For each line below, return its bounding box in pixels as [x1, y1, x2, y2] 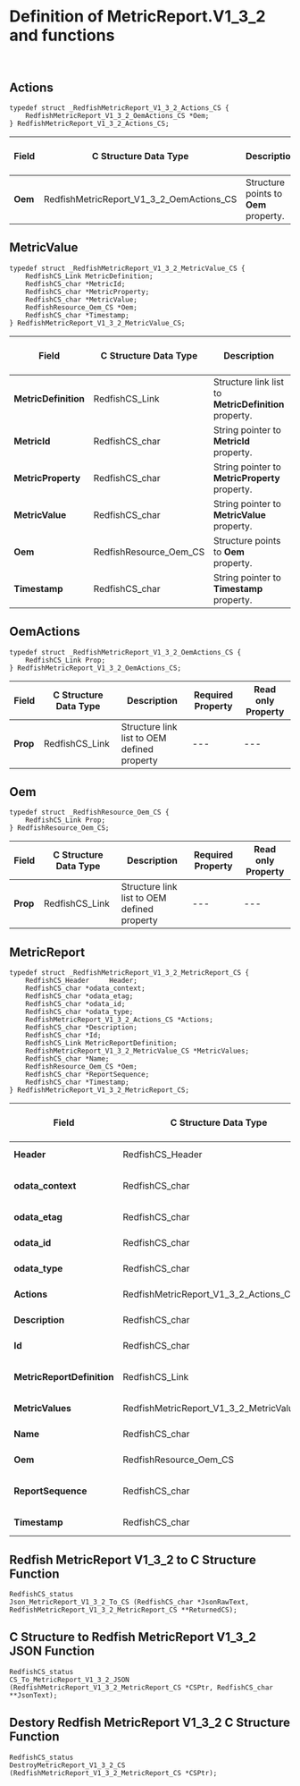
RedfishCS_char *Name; [25, 1054, 110, 1063]
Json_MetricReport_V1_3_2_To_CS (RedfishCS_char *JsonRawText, [9, 1598, 250, 1607]
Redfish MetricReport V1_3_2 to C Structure [9, 1552, 257, 1567]
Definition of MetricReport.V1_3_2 [9, 6, 266, 27]
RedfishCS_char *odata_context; [25, 984, 146, 994]
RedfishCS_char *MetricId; [25, 279, 126, 288]
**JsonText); [9, 1690, 58, 1700]
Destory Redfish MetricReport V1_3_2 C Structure [9, 1715, 291, 1731]
